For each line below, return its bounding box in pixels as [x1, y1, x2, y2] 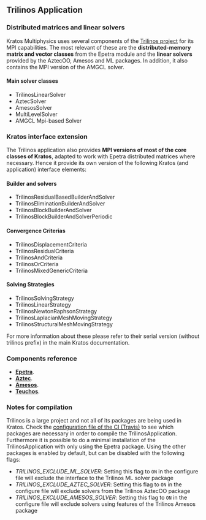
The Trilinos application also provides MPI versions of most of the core [6, 147, 187, 154]
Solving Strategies [6, 281, 55, 288]
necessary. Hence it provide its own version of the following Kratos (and [6, 159, 189, 167]
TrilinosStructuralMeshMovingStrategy [15, 320, 113, 327]
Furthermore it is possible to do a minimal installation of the [6, 437, 156, 444]
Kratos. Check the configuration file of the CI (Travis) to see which [6, 423, 174, 431]
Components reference [6, 354, 77, 362]
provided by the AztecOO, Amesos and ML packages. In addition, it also [6, 56, 188, 64]
